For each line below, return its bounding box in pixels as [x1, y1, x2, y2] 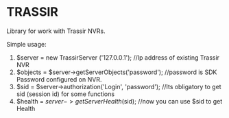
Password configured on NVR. [16, 75, 102, 83]
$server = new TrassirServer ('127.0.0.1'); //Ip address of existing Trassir [16, 53, 220, 62]
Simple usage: [6, 40, 47, 48]
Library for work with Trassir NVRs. [6, 27, 106, 35]
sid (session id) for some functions [16, 90, 114, 98]
